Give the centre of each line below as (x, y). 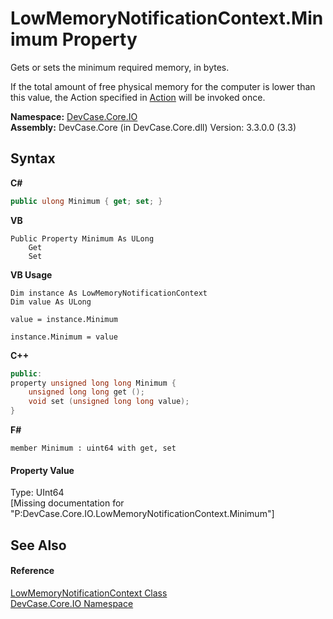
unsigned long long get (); (86, 392)
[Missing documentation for (67, 503)
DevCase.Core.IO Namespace (72, 603)
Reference (32, 571)
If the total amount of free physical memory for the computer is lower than (163, 86)
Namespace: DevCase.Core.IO (74, 116)
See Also (38, 545)
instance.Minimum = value (64, 337)
